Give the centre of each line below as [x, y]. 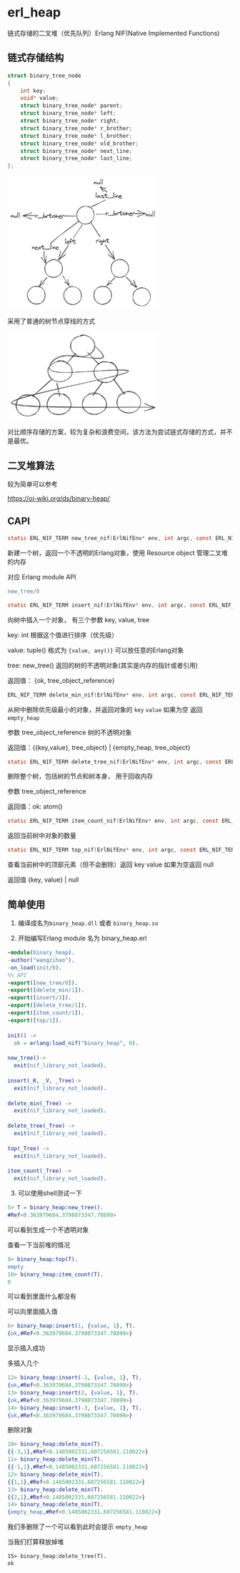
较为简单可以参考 [32, 484]
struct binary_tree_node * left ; [68, 114]
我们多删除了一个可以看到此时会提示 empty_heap [77, 1527]
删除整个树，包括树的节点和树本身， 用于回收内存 [80, 776]
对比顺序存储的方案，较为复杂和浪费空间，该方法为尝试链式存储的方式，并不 [120, 432]
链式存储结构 [36, 58]
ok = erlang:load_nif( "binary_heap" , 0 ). [76, 1043]
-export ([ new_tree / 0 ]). [43, 983]
